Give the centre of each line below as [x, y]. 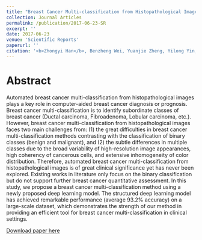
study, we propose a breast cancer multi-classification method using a [94, 186]
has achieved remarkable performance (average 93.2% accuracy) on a [94, 200]
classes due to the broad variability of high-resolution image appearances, [99, 149]
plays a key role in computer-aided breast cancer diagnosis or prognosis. [97, 103]
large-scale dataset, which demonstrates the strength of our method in [94, 206]
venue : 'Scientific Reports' [43, 40]
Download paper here [33, 230]
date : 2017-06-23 [28, 34]
